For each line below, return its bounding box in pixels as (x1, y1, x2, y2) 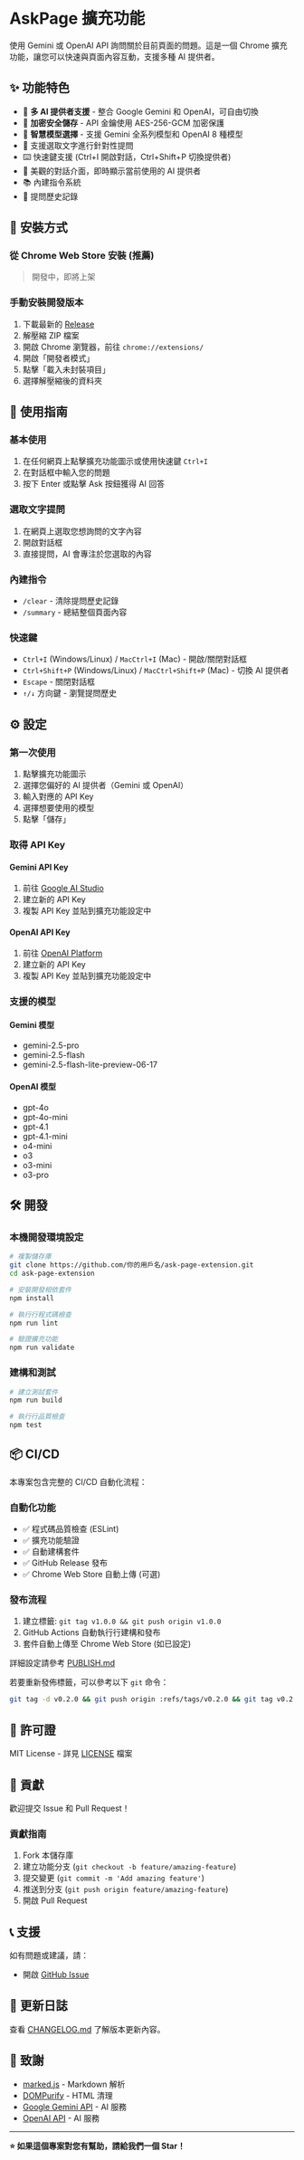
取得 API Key (9, 838, 66, 851)
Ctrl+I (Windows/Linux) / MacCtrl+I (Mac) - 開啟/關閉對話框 (22, 653, 247, 665)
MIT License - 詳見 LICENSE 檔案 (9, 1748, 133, 1759)
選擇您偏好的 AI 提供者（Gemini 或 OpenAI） (22, 780, 189, 790)
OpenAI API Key (9, 927, 71, 937)
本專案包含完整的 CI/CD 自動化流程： (9, 1476, 147, 1487)
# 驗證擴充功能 (9, 1335, 59, 1344)
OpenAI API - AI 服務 (22, 2112, 100, 2123)
